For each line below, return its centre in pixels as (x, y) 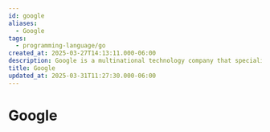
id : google (27, 16)
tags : (17, 38)
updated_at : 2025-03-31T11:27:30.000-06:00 (82, 76)
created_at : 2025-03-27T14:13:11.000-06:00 (82, 53)
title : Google (32, 68)
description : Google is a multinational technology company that (120, 61)
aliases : (23, 23)
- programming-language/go (61, 46)
